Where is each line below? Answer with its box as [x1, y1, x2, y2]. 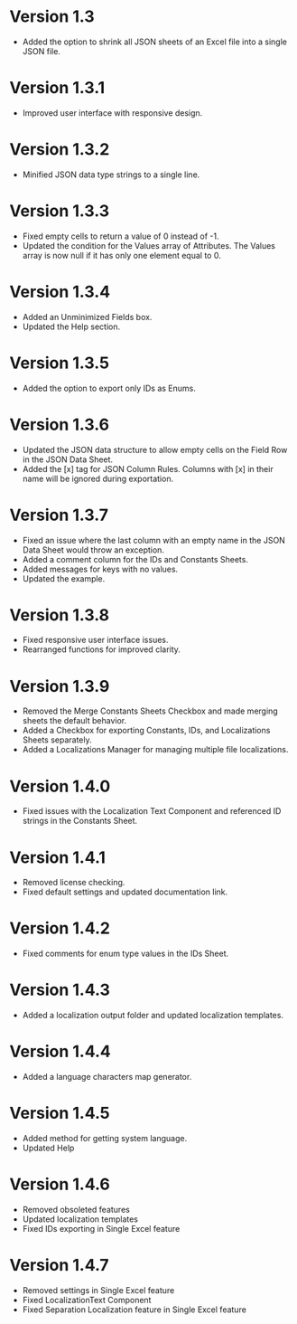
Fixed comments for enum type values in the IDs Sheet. [22, 948, 229, 960]
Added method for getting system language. [22, 1133, 188, 1143]
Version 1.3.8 [9, 604, 110, 625]
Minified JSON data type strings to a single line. [22, 169, 200, 180]
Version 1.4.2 [9, 918, 111, 939]
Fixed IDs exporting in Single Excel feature [22, 1223, 181, 1234]
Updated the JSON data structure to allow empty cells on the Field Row [22, 444, 288, 455]
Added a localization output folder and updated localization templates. [22, 1010, 284, 1021]
